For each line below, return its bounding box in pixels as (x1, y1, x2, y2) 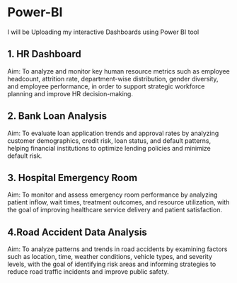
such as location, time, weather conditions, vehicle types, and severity (7, 253, 212, 261)
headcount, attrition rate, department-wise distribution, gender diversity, (7, 74, 219, 83)
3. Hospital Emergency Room (7, 171, 138, 184)
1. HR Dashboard (7, 48, 81, 60)
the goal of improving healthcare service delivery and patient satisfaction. (7, 206, 223, 214)
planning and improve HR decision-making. (7, 89, 133, 98)
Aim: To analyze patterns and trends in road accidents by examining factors (7, 245, 228, 253)
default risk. (7, 151, 42, 160)
